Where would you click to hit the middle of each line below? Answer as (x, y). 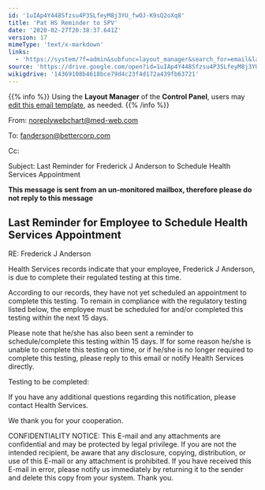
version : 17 (28, 37)
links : (19, 52)
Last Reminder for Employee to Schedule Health (128, 223)
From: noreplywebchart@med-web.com (73, 120)
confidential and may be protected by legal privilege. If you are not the (122, 444)
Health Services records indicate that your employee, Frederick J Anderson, (132, 269)
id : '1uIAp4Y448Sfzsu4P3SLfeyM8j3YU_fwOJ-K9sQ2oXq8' (97, 15)
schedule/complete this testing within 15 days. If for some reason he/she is (130, 342)
